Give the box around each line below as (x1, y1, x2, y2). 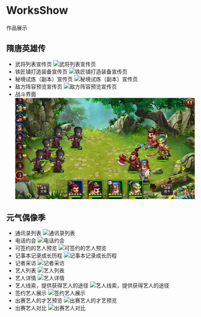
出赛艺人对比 (14, 304, 47, 312)
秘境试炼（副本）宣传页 (14, 76, 73, 83)
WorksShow (6, 4, 68, 17)
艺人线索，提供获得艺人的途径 (14, 282, 89, 289)
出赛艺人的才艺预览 (14, 297, 63, 304)
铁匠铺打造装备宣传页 (14, 68, 68, 75)
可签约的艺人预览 (14, 244, 57, 252)
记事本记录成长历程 (14, 252, 63, 259)
